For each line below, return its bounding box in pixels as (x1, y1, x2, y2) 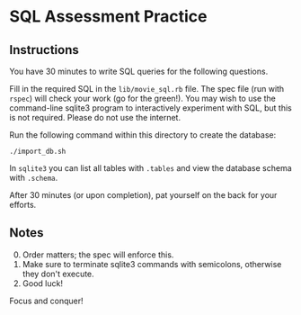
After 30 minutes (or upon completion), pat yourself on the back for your (9, 190, 278, 200)
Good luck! (22, 277, 63, 289)
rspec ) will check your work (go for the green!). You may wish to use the (9, 93, 276, 103)
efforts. (9, 200, 37, 210)
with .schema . (9, 173, 58, 183)
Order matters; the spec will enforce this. (22, 249, 174, 260)
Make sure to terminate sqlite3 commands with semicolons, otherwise (22, 258, 282, 269)
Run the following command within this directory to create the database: (9, 130, 277, 140)
